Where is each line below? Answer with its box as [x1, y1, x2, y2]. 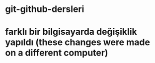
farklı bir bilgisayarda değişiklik [5, 26, 138, 38]
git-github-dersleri [5, 3, 84, 15]
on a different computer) [5, 47, 108, 59]
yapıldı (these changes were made [5, 37, 151, 48]
